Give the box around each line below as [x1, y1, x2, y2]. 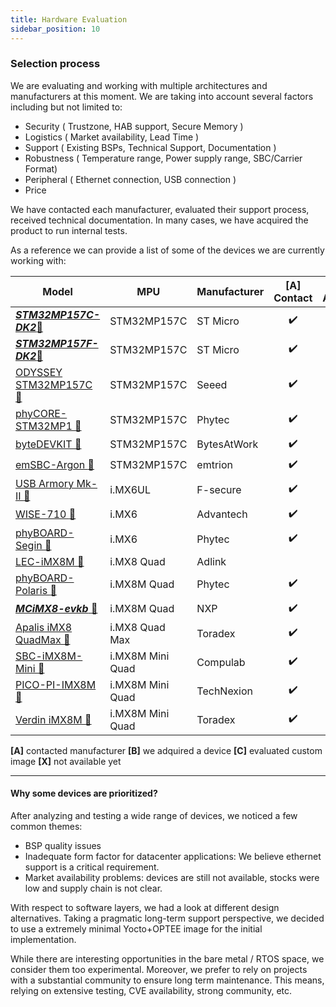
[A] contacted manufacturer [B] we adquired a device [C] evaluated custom [10, 744, 323, 756]
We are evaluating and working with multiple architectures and [10, 79, 268, 91]
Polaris [15, 583, 48, 597]
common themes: [10, 821, 83, 832]
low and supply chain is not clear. [24, 882, 163, 894]
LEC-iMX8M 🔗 [15, 554, 85, 568]
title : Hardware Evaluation [10, 14, 128, 25]
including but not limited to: [10, 101, 123, 113]
